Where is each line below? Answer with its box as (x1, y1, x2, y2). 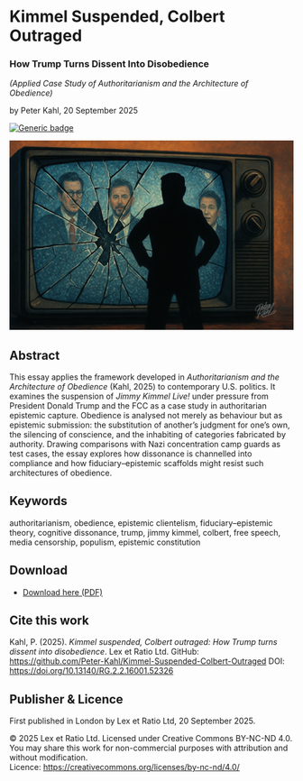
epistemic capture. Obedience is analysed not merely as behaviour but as (9, 409, 283, 420)
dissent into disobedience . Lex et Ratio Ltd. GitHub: (9, 647, 200, 657)
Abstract (9, 347, 60, 363)
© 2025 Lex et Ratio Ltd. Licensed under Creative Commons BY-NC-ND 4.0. (9, 733, 293, 744)
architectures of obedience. (9, 467, 113, 478)
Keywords (9, 493, 68, 509)
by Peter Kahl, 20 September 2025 (9, 106, 138, 116)
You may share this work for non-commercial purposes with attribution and (9, 742, 289, 754)
